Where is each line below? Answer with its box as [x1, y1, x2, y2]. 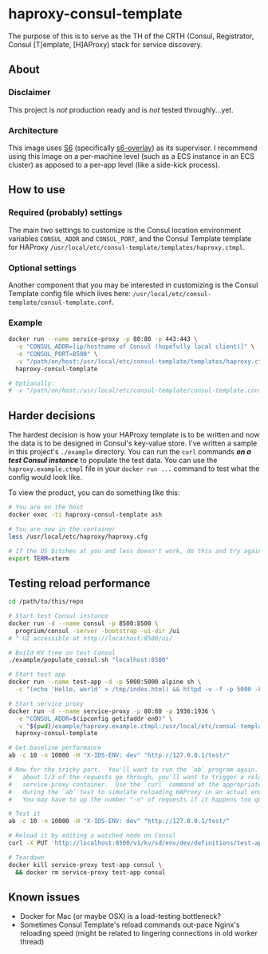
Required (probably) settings [8, 207, 123, 218]
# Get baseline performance [8, 744, 102, 752]
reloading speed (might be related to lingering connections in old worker [19, 928, 258, 938]
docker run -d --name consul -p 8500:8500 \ [8, 620, 159, 627]
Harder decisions [8, 409, 96, 422]
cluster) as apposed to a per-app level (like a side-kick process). [8, 160, 221, 169]
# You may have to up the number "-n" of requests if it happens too [8, 795, 251, 803]
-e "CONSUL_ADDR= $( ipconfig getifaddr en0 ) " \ [15, 715, 173, 722]
